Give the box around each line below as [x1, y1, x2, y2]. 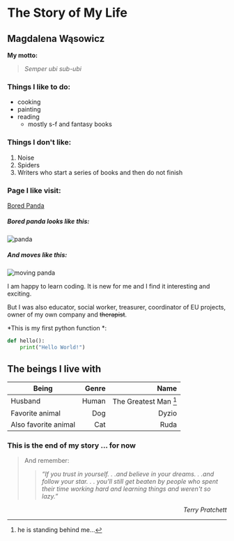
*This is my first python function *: [7, 323, 107, 332]
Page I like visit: [7, 185, 61, 195]
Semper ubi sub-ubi [24, 65, 82, 73]
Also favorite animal [10, 420, 75, 429]
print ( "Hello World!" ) [19, 344, 86, 351]
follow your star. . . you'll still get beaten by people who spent [41, 478, 218, 486]
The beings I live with [7, 363, 102, 374]
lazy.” [41, 492, 58, 501]
